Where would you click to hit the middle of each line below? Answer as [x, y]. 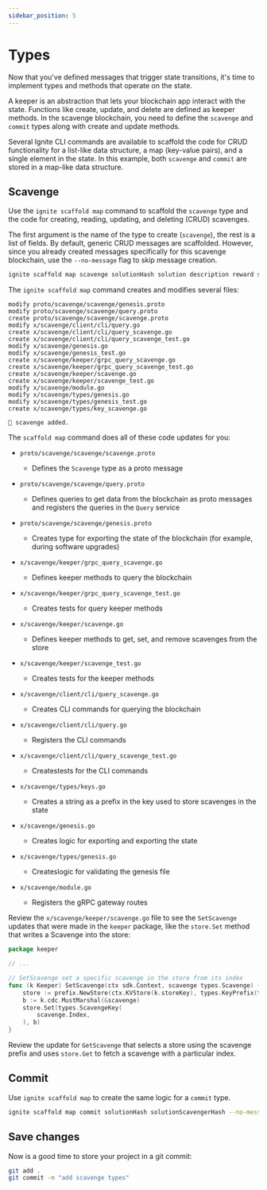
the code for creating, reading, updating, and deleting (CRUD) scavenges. [129, 219]
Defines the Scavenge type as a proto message [107, 468]
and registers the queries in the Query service [106, 508]
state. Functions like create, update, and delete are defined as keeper [122, 109]
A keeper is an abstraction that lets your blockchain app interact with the [127, 101]
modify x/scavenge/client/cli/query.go [74, 326]
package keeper [33, 950]
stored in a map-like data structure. [66, 167]
